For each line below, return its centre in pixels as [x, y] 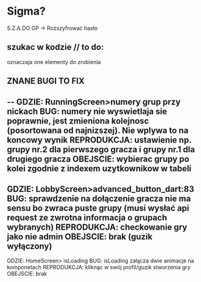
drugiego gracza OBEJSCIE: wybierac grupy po [98, 159]
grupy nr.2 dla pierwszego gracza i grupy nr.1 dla [101, 150]
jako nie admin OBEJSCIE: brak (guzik [80, 237]
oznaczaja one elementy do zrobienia [54, 62]
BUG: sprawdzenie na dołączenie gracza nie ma [99, 198]
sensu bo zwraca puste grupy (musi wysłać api [98, 208]
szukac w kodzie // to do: [55, 47]
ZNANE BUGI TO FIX [46, 81]
